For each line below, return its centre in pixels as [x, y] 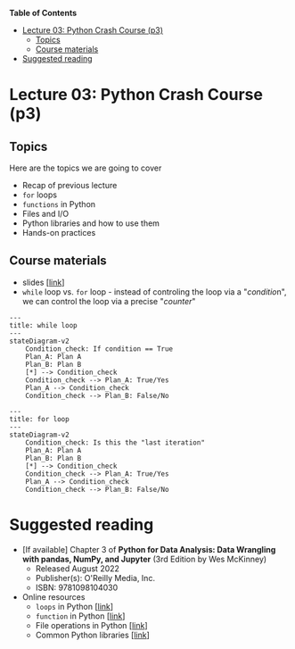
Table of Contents [43, 13]
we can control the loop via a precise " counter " [109, 301]
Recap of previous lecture [70, 185]
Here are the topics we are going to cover [86, 168]
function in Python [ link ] [80, 616]
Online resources [53, 596]
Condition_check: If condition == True [99, 349]
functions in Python [59, 204]
